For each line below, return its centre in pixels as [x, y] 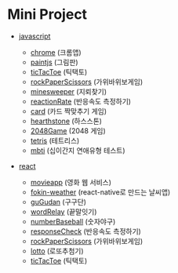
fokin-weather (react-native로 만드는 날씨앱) [100, 192]
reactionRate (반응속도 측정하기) [80, 101]
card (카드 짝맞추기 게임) [69, 111]
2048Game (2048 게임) [68, 130]
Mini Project [47, 15]
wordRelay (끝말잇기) [64, 211]
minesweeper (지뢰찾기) [69, 91]
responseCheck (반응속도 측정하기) [86, 231]
